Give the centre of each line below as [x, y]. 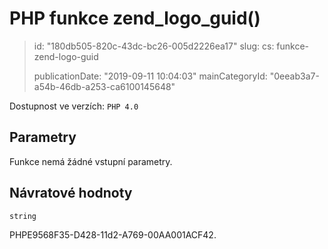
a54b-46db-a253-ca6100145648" [104, 86]
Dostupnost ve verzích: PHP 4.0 [74, 106]
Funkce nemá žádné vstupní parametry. [91, 161]
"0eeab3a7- [294, 76]
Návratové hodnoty [71, 193]
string [23, 216]
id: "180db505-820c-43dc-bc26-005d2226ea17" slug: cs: [154, 46]
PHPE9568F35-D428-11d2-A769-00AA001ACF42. [113, 234]
